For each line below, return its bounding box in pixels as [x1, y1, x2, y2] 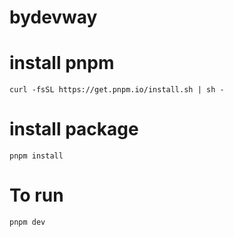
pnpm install [9, 151, 64, 161]
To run [9, 184, 64, 207]
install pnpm [9, 52, 115, 75]
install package [9, 118, 139, 141]
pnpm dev [9, 217, 46, 227]
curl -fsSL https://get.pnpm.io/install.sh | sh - [9, 85, 225, 95]
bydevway [9, 6, 98, 29]
